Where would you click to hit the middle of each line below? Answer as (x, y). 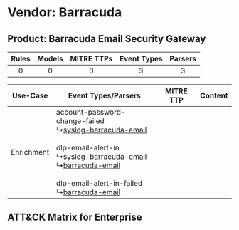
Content (214, 95)
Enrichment (30, 152)
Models (50, 59)
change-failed (80, 121)
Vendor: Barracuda (65, 12)
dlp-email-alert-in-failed (99, 183)
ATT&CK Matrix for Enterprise (75, 218)
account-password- (91, 112)
